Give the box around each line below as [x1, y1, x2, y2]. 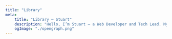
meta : [5, 12, 17, 17]
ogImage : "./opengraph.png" [14, 26, 74, 31]
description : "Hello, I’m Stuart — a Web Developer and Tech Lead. [14, 21, 161, 27]
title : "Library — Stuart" [14, 17, 72, 22]
